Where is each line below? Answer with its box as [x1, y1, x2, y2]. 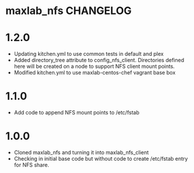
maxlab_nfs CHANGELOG [5, 4, 132, 18]
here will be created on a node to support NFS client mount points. [13, 63, 175, 70]
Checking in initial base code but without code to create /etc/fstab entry [13, 155, 188, 162]
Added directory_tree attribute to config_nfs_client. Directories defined [13, 57, 185, 64]
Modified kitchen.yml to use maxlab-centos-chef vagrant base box [13, 69, 176, 76]
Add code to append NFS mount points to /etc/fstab [13, 109, 139, 116]
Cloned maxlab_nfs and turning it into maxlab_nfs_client [13, 149, 149, 156]
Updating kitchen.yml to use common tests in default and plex [13, 50, 164, 57]
